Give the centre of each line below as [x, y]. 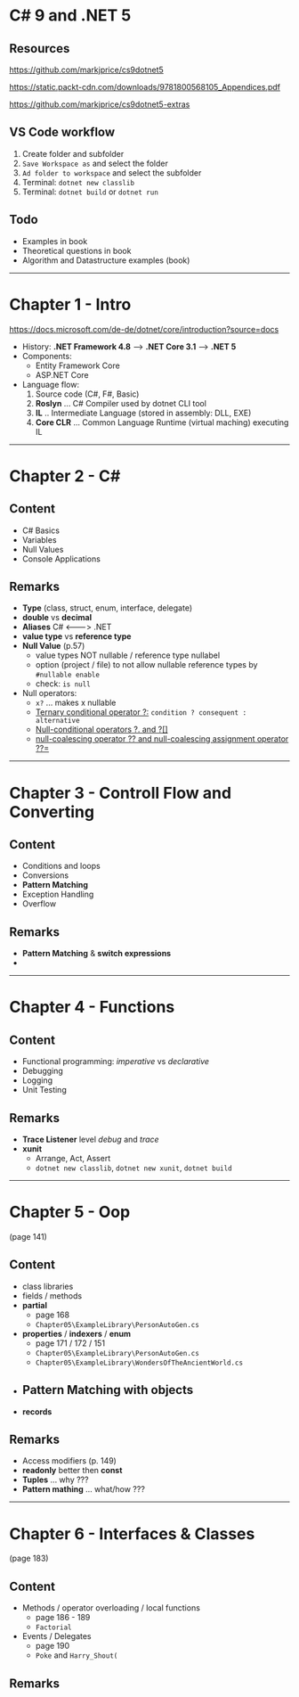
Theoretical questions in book [77, 250]
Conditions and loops [61, 866]
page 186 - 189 [63, 1618]
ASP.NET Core [62, 374]
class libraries [48, 1286]
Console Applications [61, 559]
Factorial [54, 1627]
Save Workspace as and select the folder [95, 163]
